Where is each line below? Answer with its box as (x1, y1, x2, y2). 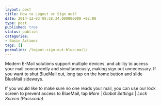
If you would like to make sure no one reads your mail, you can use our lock (5, 85, 156, 91)
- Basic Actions (5, 39, 38, 43)
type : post (5, 20, 27, 26)
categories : (5, 34, 29, 39)
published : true (5, 25, 38, 30)
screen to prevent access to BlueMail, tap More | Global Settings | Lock (5, 90, 147, 96)
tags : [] (5, 43, 23, 48)
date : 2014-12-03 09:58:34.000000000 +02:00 (5, 16, 97, 21)
